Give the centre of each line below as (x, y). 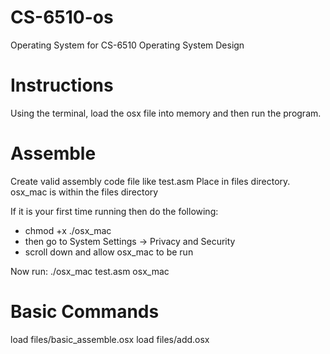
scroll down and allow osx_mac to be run (109, 252)
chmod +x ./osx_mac (68, 230)
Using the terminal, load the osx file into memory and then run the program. (166, 113)
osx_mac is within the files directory (84, 192)
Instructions (62, 85)
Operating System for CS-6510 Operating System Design (127, 45)
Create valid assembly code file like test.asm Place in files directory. (150, 181)
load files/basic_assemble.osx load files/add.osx (110, 339)
